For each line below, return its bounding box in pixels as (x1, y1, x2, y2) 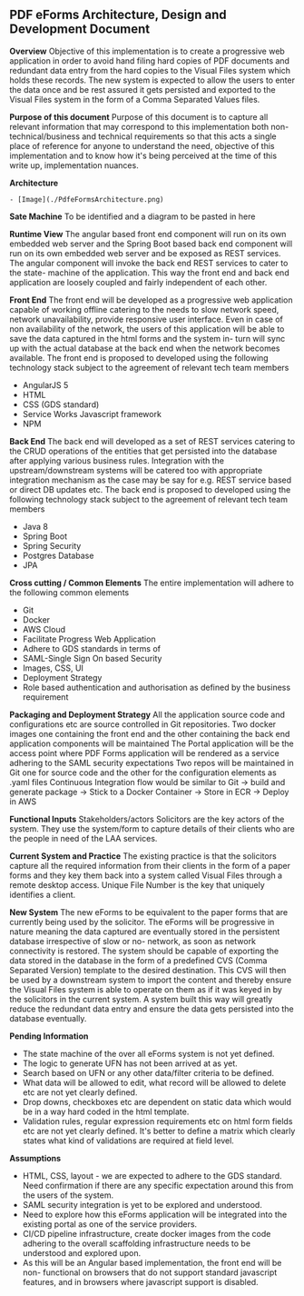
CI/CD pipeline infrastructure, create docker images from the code (22, 1228, 271, 1239)
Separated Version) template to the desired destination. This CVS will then (9, 964, 287, 975)
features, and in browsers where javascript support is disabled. (22, 1276, 259, 1287)
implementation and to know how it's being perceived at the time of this (9, 150, 278, 161)
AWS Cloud (22, 623, 66, 634)
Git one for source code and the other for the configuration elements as (9, 767, 277, 778)
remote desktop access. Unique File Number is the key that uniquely (9, 879, 265, 890)
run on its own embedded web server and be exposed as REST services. (9, 247, 281, 258)
